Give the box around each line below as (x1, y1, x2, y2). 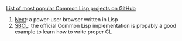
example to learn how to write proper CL (14, 28, 112, 35)
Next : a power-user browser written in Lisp (14, 16, 118, 23)
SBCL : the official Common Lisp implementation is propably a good (14, 23, 177, 29)
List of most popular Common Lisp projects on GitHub (6, 5, 136, 12)
